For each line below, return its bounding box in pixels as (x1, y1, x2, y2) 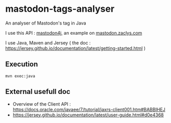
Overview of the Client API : (12, 101, 71, 107)
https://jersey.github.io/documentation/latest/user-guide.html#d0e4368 (12, 112, 164, 118)
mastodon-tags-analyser (5, 3, 115, 15)
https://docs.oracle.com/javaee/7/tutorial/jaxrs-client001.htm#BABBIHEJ (12, 106, 166, 112)
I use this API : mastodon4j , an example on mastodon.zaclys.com (5, 30, 142, 36)
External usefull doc (5, 87, 70, 96)
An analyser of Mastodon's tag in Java (5, 20, 86, 26)
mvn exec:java (5, 73, 36, 79)
